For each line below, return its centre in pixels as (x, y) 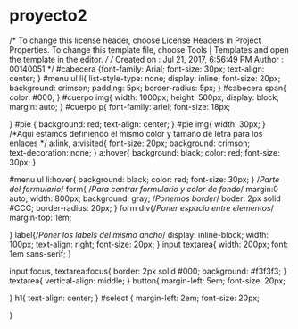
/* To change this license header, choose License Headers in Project (135, 40)
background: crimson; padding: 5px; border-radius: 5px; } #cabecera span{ (148, 88)
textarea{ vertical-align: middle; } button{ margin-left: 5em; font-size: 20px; (147, 280)
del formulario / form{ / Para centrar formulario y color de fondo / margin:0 (144, 189)
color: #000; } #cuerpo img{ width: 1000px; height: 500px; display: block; (144, 97)
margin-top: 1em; (41, 217)
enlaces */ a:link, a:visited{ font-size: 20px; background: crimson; (130, 143)
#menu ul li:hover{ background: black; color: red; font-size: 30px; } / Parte (145, 179)
